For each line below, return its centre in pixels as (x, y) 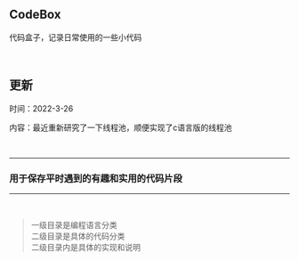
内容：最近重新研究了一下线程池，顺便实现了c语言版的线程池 (121, 127)
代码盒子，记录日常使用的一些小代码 (76, 37)
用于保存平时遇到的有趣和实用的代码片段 (96, 178)
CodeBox (35, 15)
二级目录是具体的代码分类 (78, 236)
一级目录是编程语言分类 (74, 224)
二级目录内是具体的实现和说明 (85, 247)
